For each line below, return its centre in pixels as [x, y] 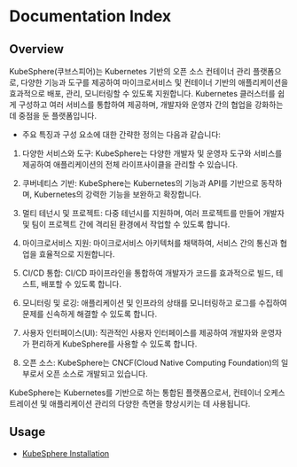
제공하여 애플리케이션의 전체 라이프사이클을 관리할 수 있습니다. [130, 164]
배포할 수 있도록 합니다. [82, 284]
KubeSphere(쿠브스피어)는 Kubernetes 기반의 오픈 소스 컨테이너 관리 [130, 71]
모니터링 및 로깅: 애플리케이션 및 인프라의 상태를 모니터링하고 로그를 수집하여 [155, 303]
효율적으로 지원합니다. [77, 254]
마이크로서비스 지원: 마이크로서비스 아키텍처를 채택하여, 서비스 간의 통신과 [150, 243]
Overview [37, 49]
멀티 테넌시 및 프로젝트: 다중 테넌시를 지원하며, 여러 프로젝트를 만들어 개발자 [153, 213]
